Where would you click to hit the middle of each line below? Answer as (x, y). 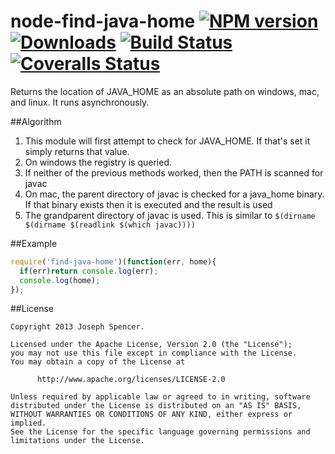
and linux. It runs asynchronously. (80, 102)
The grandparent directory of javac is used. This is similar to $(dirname (170, 215)
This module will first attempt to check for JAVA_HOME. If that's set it (167, 141)
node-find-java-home (103, 21)
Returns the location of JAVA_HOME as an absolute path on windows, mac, (165, 91)
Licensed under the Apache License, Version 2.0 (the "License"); (151, 345)
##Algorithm (36, 121)
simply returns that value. (77, 151)
